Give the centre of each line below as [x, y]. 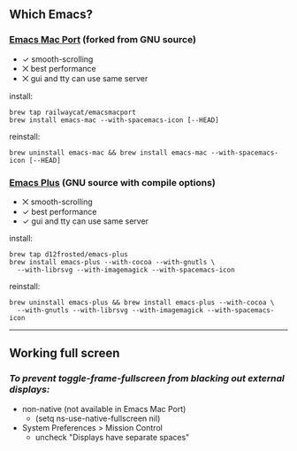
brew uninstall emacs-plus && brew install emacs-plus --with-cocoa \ [142, 302]
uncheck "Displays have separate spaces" [112, 437]
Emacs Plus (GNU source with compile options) [113, 182]
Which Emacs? [51, 15]
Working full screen [65, 353]
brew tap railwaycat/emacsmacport [73, 112]
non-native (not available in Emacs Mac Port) [104, 409]
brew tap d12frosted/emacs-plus [69, 254]
